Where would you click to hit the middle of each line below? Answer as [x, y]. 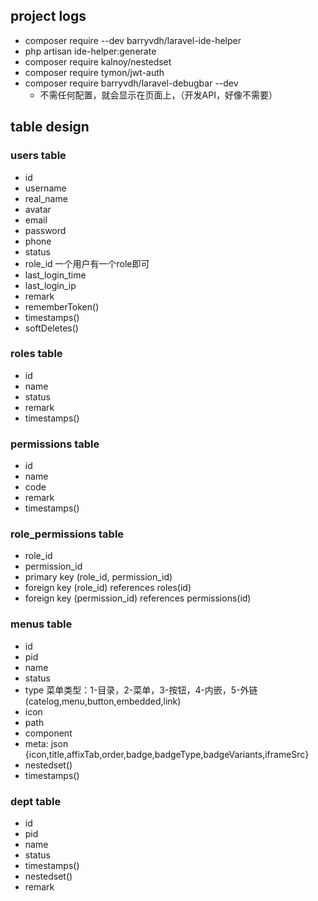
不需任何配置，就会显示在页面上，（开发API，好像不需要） [158, 95]
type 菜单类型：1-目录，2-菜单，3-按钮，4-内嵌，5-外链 [141, 690]
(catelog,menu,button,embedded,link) [103, 701]
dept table [36, 801]
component [48, 733]
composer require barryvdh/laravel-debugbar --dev [131, 83]
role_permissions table [67, 534]
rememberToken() [62, 306]
